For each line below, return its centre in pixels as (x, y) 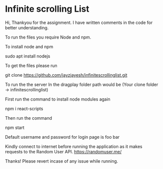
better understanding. (27, 27)
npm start (15, 127)
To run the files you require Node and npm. (48, 37)
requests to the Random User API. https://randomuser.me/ (63, 151)
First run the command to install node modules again (58, 99)
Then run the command (29, 118)
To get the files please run (31, 65)
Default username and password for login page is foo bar (63, 137)
